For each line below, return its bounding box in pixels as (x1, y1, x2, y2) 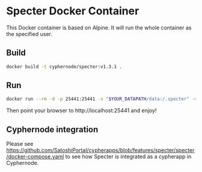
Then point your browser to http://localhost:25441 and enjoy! (6, 107, 157, 114)
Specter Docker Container (6, 4, 139, 18)
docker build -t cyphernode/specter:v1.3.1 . (6, 64, 122, 70)
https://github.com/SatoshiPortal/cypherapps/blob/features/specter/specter (6, 147, 195, 154)
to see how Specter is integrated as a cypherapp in (65, 153, 192, 160)
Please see (6, 140, 34, 147)
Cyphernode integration (6, 124, 99, 134)
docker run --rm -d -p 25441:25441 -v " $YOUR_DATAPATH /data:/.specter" (6, 96, 189, 102)
